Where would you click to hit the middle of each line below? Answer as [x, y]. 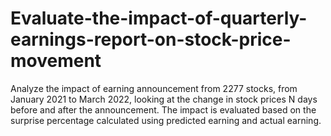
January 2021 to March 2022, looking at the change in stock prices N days [164, 99]
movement [56, 61]
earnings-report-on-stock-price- [151, 39]
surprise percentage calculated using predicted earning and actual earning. [166, 120]
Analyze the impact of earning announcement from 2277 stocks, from [154, 88]
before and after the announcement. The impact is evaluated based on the [163, 109]
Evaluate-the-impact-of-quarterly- [159, 18]
